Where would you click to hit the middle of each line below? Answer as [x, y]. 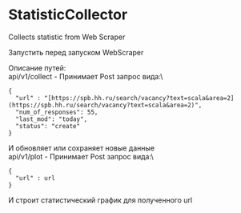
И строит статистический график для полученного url [100, 200]
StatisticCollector [68, 15]
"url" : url [36, 178]
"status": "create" [48, 126]
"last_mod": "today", [52, 119]
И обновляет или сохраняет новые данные [81, 148]
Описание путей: [37, 68]
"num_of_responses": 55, [57, 112]
